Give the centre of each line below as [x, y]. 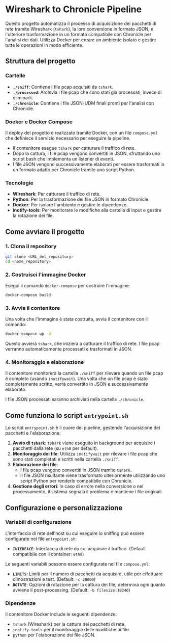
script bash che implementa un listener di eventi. [63, 158]
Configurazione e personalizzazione [64, 508]
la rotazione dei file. [33, 216]
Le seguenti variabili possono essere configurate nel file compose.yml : [78, 564]
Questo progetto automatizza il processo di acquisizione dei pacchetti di [81, 23]
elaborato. [16, 390]
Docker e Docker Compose [39, 122]
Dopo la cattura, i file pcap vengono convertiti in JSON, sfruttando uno [86, 153]
